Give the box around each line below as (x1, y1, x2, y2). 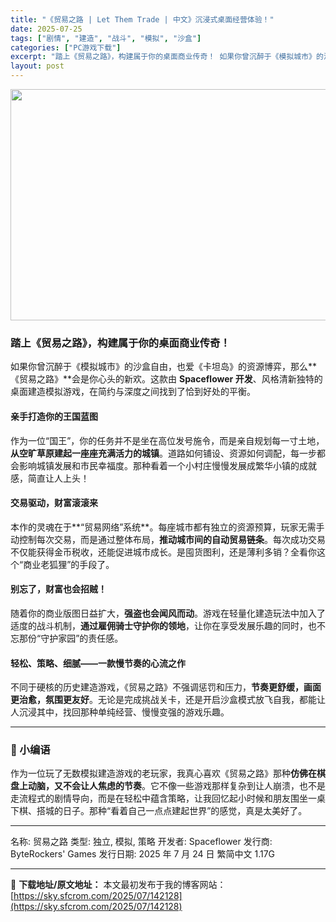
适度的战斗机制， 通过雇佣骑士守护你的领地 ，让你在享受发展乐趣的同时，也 (10, 619, 317, 631)
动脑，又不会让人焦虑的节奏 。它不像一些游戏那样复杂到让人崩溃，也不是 (27, 780, 326, 792)
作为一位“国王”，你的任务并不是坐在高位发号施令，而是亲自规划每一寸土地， (10, 434, 325, 446)
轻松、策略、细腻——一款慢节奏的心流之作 (10, 657, 186, 669)
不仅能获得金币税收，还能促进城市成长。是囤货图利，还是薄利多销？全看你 (10, 546, 317, 558)
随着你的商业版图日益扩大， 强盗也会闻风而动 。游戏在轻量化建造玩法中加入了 (10, 607, 326, 619)
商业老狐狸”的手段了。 (23, 558, 115, 570)
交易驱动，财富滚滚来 (10, 497, 98, 509)
